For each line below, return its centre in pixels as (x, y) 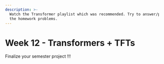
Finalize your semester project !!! (38, 56)
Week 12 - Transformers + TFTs (70, 43)
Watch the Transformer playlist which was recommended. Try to (75, 14)
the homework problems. (33, 19)
